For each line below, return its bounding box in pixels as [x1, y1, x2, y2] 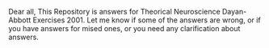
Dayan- [221, 7, 247, 16]
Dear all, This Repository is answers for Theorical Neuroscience [8, 7, 221, 16]
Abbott [8, 15, 32, 25]
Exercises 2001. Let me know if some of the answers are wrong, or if [32, 15, 261, 25]
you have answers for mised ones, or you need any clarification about [8, 24, 241, 33]
